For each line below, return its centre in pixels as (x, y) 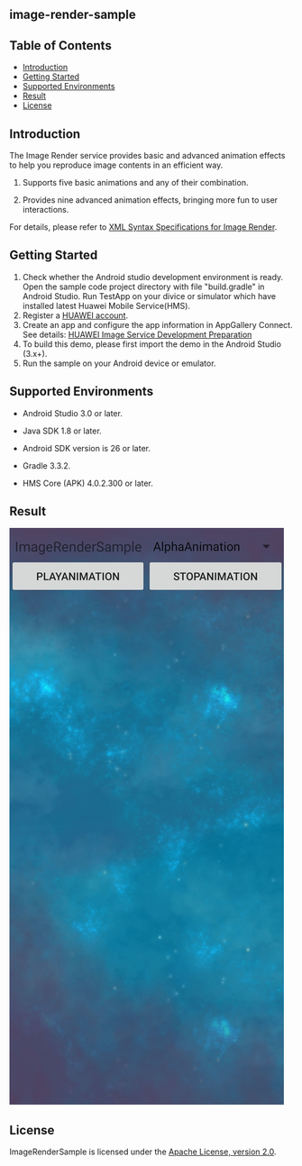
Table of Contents (61, 46)
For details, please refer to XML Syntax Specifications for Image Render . (143, 227)
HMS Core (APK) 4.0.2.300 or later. (87, 483)
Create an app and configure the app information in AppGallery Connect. (157, 324)
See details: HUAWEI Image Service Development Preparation (137, 334)
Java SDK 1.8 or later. (62, 431)
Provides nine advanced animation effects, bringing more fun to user (150, 200)
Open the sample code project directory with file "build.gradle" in (143, 287)
